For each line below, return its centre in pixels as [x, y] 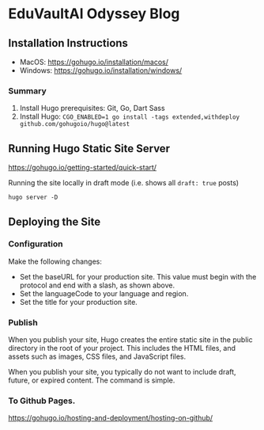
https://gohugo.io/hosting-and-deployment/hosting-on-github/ [111, 418]
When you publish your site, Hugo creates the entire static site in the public [130, 340]
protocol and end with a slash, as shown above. [97, 285]
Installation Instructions [68, 43]
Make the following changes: [55, 261]
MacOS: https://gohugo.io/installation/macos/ [94, 62]
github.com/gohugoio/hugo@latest [75, 124]
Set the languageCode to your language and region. [104, 293]
